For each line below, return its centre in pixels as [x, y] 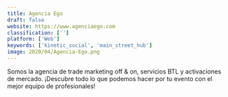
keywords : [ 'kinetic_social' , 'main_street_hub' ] [80, 45]
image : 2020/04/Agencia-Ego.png [53, 52]
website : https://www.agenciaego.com [61, 26]
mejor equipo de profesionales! [51, 86]
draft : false [26, 20]
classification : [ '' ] [38, 33]
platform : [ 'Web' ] [33, 39]
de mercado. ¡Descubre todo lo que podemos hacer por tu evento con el [110, 78]
